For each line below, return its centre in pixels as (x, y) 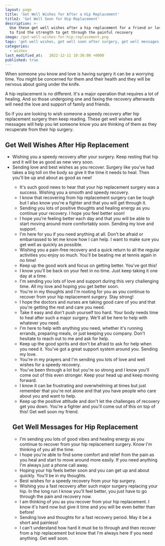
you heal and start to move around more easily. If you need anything (89, 460)
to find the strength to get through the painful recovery (71, 32)
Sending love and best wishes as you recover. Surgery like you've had (83, 167)
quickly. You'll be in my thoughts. (53, 475)
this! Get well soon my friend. (49, 412)
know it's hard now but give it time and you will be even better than (87, 507)
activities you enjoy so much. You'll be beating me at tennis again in (88, 255)
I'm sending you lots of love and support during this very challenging (89, 281)
